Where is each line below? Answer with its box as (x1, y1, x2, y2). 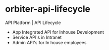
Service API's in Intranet (12, 34, 62, 40)
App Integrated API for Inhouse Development (12, 29, 104, 35)
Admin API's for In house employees (12, 39, 87, 45)
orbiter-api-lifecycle (5, 3, 91, 15)
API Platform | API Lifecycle (5, 20, 61, 25)
